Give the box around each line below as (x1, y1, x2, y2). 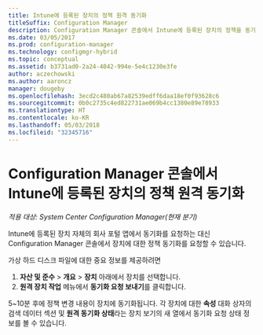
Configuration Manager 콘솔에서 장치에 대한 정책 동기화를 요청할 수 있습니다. (8, 238, 247, 248)
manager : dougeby (8, 84, 65, 93)
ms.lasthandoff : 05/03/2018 (8, 121, 100, 129)
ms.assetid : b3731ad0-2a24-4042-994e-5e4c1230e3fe (8, 63, 177, 71)
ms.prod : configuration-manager (8, 41, 114, 49)
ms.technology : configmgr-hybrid (8, 48, 118, 56)
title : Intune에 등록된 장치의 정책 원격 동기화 (8, 11, 148, 20)
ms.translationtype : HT (8, 107, 86, 115)
